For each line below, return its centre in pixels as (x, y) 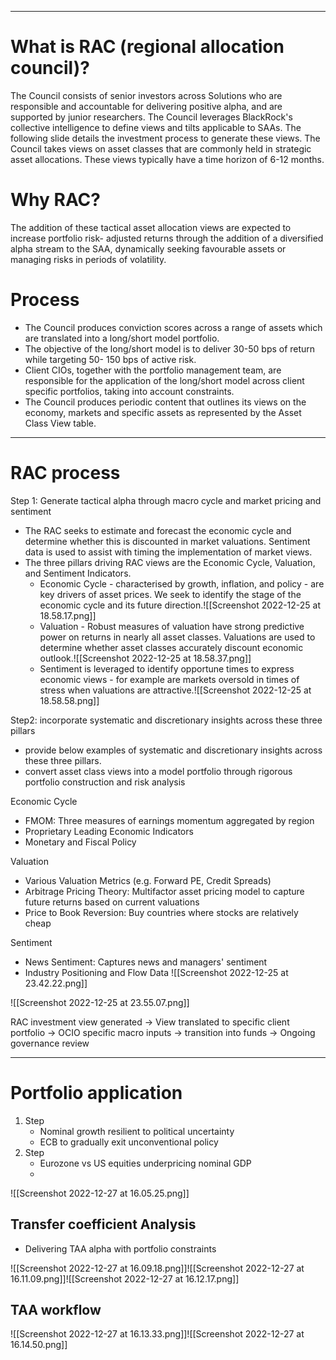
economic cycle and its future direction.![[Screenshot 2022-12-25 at (180, 605)
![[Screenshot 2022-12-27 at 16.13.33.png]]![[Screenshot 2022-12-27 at (157, 1334)
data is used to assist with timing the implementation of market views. (168, 552)
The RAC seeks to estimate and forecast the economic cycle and (158, 530)
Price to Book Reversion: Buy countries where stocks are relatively (161, 912)
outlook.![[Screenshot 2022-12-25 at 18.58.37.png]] (145, 658)
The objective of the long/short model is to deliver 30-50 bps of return (170, 348)
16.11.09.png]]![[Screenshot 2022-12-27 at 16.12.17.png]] (125, 1278)
